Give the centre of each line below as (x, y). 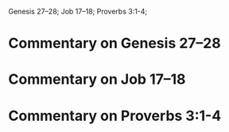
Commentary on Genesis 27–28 (114, 43)
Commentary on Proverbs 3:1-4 (115, 116)
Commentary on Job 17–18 (97, 79)
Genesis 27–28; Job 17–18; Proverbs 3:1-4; (78, 11)
